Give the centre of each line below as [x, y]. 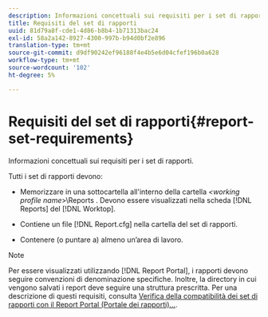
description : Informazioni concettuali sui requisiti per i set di [123, 16]
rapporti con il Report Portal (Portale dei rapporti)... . [93, 304]
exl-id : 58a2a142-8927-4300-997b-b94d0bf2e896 [87, 38]
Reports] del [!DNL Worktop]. [67, 208]
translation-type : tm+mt [49, 46]
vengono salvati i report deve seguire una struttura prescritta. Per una [123, 287]
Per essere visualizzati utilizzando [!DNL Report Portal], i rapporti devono [128, 270]
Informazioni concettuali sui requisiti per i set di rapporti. [101, 160]
